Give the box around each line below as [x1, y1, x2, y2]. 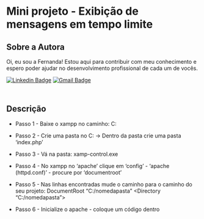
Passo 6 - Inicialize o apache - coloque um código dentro [15, 206, 160, 213]
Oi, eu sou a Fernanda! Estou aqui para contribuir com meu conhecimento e [6, 58, 197, 65]
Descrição [6, 104, 46, 114]
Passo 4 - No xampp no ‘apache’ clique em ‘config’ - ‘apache [15, 162, 170, 169]
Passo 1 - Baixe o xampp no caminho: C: [15, 120, 117, 127]
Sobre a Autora [6, 42, 65, 52]
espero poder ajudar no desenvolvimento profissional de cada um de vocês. [6, 64, 199, 72]
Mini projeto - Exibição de [6, 4, 139, 18]
